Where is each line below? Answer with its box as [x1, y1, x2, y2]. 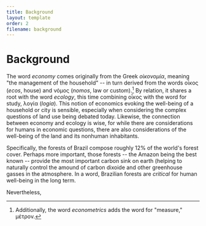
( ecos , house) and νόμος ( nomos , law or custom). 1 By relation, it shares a [6, 86, 192, 94]
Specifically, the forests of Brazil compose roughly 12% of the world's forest [6, 144, 199, 151]
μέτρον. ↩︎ [15, 213, 42, 220]
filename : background [6, 26, 62, 32]
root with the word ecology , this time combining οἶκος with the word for [6, 93, 187, 100]
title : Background [6, 9, 53, 15]
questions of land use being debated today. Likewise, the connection [6, 113, 180, 120]
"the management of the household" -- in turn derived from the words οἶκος [6, 79, 199, 86]
